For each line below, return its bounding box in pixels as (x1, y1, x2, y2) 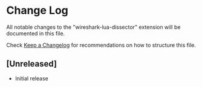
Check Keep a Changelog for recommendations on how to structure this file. (6, 41, 197, 49)
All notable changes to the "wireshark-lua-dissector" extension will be (6, 23, 181, 31)
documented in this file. (6, 29, 65, 37)
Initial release (15, 74, 48, 82)
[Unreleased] (6, 59, 57, 69)
